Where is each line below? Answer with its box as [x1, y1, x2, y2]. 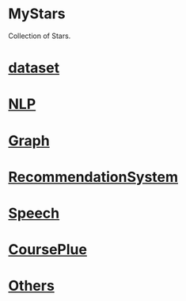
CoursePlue [8, 241, 87, 259]
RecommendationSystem [8, 168, 179, 186]
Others [8, 277, 55, 295]
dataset [8, 59, 60, 77]
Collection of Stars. [8, 31, 71, 41]
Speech [8, 204, 60, 222]
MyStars [8, 5, 66, 23]
